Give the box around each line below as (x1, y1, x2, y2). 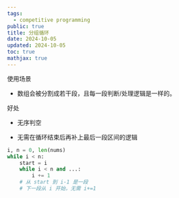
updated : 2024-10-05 (7, 42, 67, 49)
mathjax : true (7, 55, 48, 62)
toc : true (7, 49, 36, 56)
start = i (19, 159, 48, 166)
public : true (7, 23, 45, 30)
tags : (7, 10, 23, 17)
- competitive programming (13, 16, 91, 23)
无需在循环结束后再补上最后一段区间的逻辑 (16, 133, 138, 141)
